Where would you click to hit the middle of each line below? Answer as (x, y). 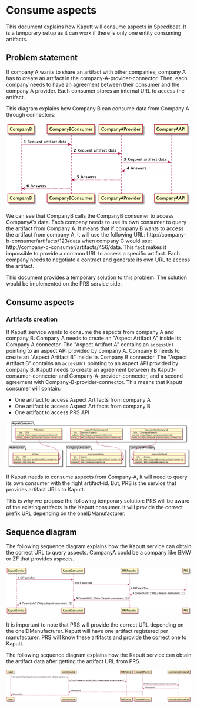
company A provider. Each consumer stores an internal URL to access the (96, 91)
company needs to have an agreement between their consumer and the (93, 84)
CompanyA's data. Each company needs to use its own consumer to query (96, 222)
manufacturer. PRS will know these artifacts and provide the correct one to (96, 637)
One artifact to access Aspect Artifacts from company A (83, 400)
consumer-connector (32, 376)
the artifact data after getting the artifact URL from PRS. (74, 661)
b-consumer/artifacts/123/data (43, 241)
